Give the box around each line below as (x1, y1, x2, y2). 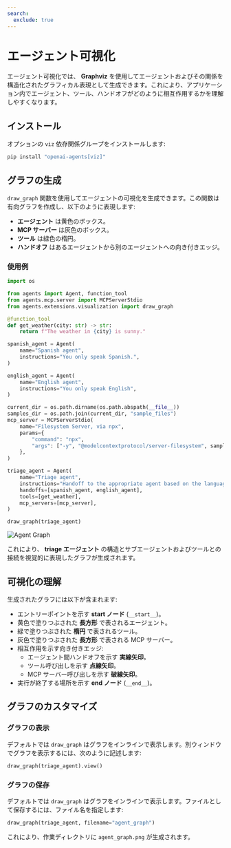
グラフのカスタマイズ (7, 701, 98, 712)
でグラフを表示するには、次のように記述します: (7, 748, 142, 757)
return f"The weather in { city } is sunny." (19, 328, 146, 335)
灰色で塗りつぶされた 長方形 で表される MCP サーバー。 (16, 636, 177, 644)
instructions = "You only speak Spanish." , (19, 354, 140, 361)
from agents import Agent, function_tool (7, 290, 128, 297)
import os (7, 278, 36, 285)
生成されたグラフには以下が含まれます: (7, 595, 118, 604)
